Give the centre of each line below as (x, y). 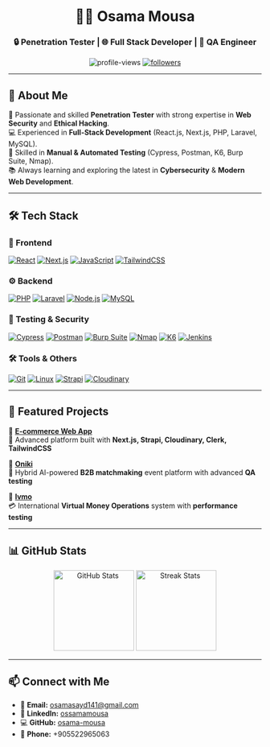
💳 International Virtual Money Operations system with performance (123, 506)
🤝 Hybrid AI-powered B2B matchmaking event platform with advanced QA (132, 472)
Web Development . (41, 182)
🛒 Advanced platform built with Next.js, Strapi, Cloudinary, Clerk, (118, 440)
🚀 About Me (38, 95)
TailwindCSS (30, 448)
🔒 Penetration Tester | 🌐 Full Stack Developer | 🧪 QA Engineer (135, 42)
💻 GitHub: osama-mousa (63, 723)
